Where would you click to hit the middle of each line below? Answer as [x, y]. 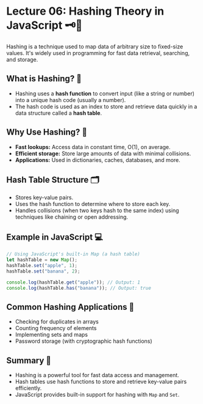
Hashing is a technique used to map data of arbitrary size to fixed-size [95, 46]
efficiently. [28, 388]
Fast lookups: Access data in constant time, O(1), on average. [93, 147]
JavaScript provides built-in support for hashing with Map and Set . [97, 395]
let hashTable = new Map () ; [42, 260]
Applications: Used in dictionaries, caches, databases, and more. [98, 160]
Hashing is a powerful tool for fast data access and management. [97, 375]
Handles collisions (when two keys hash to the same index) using [97, 211]
